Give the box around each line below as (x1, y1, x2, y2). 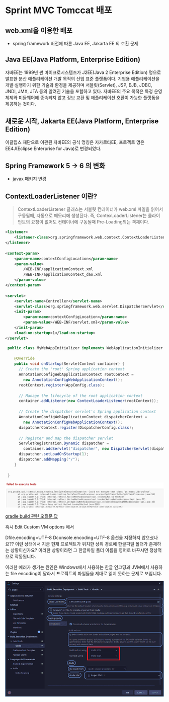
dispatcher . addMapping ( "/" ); (18, 457, 80, 462)
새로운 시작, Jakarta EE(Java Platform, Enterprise (5, 117, 159, 126)
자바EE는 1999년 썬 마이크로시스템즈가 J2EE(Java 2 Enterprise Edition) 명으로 (5, 69, 161, 75)
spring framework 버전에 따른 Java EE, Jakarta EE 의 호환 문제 (12, 41, 139, 46)
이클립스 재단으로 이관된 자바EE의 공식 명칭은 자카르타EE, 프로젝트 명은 (5, 139, 145, 145)
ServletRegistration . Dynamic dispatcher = (18, 441, 109, 446)
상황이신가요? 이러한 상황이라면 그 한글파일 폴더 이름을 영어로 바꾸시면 (10, 547, 148, 554)
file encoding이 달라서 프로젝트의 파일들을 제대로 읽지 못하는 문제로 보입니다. (10, 571, 162, 577)
